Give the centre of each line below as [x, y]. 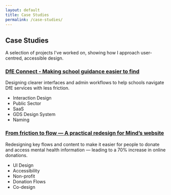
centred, [14, 58]
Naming [21, 120]
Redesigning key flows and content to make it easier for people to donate [82, 144]
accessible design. [44, 58]
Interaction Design [32, 98]
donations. [17, 155]
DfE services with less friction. [37, 88]
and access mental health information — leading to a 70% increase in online [85, 150]
